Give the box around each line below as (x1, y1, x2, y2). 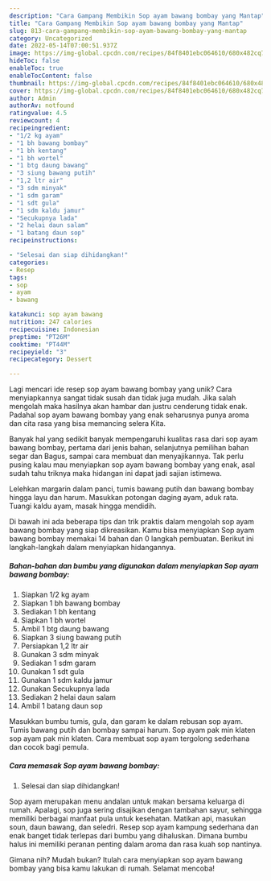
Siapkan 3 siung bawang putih (20, 633, 121, 643)
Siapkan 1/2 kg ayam (20, 589, 90, 600)
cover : (9, 86, 31, 95)
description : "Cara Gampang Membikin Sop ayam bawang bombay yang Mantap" (9, 11, 265, 20)
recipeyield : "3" (9, 348, 68, 356)
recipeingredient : (9, 124, 71, 132)
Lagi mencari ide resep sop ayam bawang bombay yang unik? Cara (9, 384, 232, 395)
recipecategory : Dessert (9, 355, 92, 363)
